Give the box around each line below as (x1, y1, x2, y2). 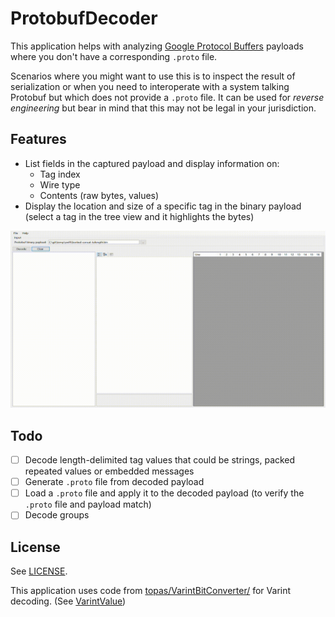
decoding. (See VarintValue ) (10, 595, 127, 607)
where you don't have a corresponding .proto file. (10, 50, 218, 62)
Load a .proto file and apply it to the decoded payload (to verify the (24, 487, 305, 499)
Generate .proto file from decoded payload (24, 476, 205, 488)
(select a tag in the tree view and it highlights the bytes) (24, 210, 255, 222)
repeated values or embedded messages (24, 465, 195, 477)
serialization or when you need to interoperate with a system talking (10, 80, 290, 92)
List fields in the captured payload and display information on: (24, 157, 280, 169)
